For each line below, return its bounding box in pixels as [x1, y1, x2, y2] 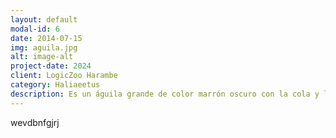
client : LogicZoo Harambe [10, 71, 118, 81]
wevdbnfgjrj [10, 116, 60, 128]
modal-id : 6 [10, 24, 60, 34]
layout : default [10, 14, 78, 25]
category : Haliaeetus [10, 80, 101, 90]
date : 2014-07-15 [10, 33, 83, 43]
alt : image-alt [10, 52, 74, 62]
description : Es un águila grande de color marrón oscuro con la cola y [10, 89, 320, 99]
